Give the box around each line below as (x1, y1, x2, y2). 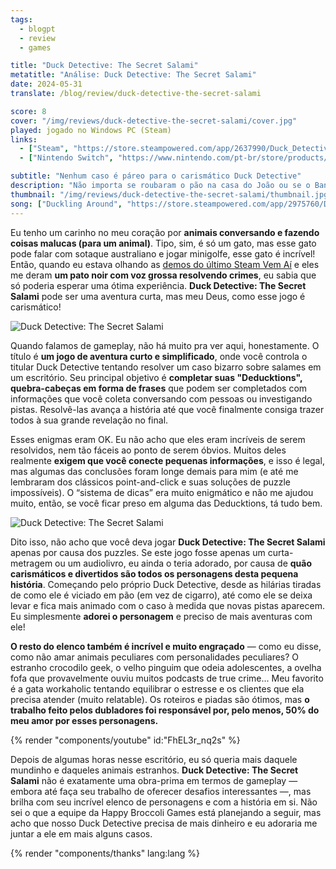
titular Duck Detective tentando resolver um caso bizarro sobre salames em (10, 361, 322, 373)
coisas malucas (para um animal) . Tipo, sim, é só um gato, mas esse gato (10, 237, 317, 249)
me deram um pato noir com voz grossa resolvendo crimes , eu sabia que (10, 269, 317, 281)
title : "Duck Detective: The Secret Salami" (10, 61, 199, 71)
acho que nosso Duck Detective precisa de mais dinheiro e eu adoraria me (10, 817, 318, 829)
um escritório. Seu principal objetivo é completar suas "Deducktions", (10, 371, 303, 383)
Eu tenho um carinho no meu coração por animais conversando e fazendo (10, 226, 320, 238)
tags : (10, 14, 33, 25)
